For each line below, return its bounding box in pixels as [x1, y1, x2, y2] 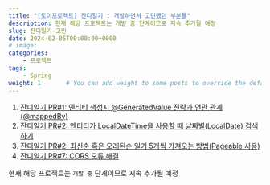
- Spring [22, 72, 52, 80]
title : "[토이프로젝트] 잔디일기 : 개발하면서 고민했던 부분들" [8, 11, 191, 20]
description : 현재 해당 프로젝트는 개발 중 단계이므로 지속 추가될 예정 [8, 19, 216, 27]
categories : [8, 49, 48, 57]
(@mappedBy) [19, 111, 68, 121]
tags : [8, 64, 27, 72]
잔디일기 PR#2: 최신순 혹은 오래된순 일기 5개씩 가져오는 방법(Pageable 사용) [19, 141, 260, 150]
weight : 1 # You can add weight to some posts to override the [8, 79, 247, 87]
